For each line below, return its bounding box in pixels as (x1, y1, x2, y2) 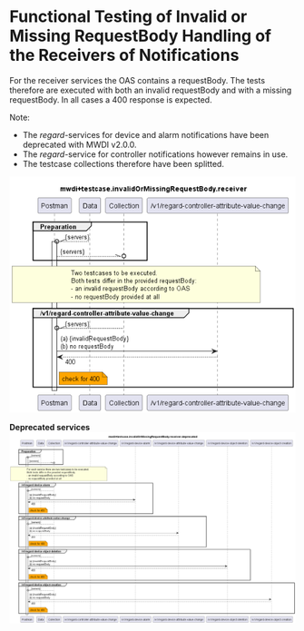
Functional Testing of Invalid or (9, 6, 248, 27)
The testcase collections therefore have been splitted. (22, 158, 225, 169)
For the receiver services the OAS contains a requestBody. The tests (9, 74, 266, 85)
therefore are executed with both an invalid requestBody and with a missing (9, 84, 292, 95)
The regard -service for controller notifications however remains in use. (22, 148, 289, 160)
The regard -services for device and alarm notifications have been (22, 129, 270, 140)
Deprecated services (9, 421, 91, 432)
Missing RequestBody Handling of (9, 25, 272, 46)
